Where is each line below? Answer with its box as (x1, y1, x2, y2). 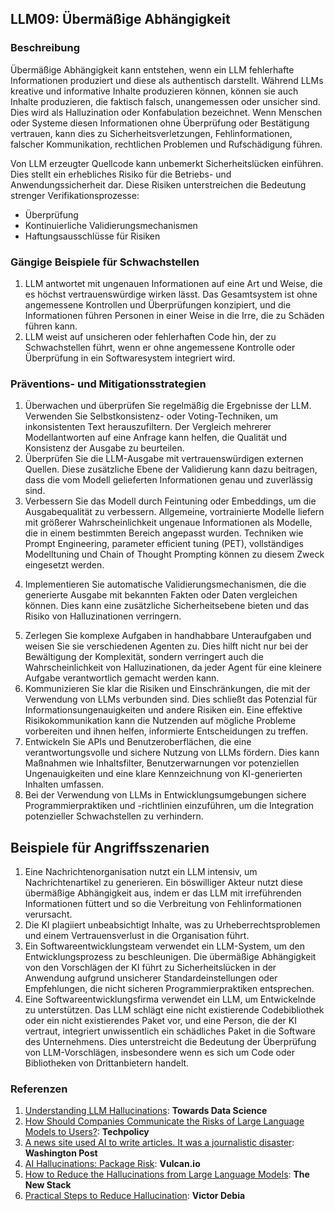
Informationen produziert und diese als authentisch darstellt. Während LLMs (10, 74, 324, 86)
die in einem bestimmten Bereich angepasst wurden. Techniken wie (24, 527, 304, 539)
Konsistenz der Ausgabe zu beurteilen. (24, 442, 185, 454)
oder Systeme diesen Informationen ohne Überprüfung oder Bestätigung (10, 117, 310, 129)
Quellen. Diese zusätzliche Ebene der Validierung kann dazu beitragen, (24, 463, 318, 476)
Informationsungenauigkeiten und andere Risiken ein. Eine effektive (24, 704, 303, 716)
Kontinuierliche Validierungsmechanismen (24, 219, 198, 231)
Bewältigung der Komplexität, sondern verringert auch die (24, 651, 264, 663)
